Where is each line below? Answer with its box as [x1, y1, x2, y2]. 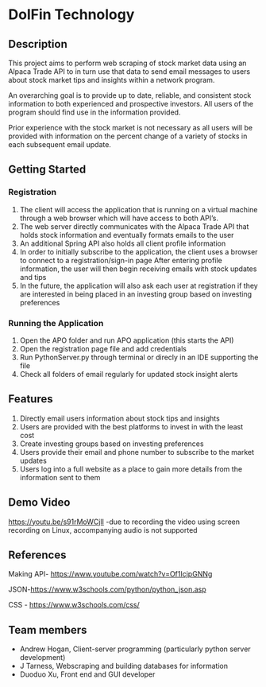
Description [8, 37, 67, 51]
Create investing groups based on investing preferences [19, 439, 204, 448]
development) [19, 653, 66, 662]
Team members [8, 623, 87, 637]
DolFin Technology [8, 6, 135, 24]
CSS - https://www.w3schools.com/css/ [8, 600, 141, 610]
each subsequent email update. [8, 140, 111, 149]
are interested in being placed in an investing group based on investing [19, 289, 253, 299]
